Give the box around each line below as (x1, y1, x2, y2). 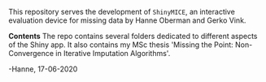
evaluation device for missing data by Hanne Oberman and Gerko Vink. (8, 15, 246, 25)
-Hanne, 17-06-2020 (8, 64, 78, 74)
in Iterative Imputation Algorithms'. (55, 49, 171, 58)
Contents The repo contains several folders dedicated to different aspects (8, 32, 258, 41)
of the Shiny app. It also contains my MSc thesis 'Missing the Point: (8, 40, 233, 50)
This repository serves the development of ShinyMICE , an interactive (8, 7, 236, 16)
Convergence (8, 49, 55, 58)
